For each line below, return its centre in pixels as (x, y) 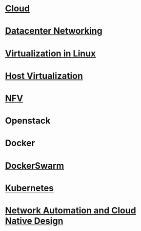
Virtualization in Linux (50, 53)
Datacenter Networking (54, 31)
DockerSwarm (35, 166)
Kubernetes (30, 188)
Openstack (28, 121)
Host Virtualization (44, 76)
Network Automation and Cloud (71, 210)
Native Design (34, 221)
